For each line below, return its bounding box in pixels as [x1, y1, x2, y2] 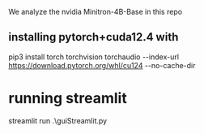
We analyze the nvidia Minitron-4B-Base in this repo [8, 7, 183, 16]
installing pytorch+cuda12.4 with [8, 30, 179, 44]
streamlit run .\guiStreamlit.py [8, 115, 108, 125]
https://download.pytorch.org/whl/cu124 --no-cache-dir [8, 60, 196, 70]
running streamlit [8, 89, 127, 107]
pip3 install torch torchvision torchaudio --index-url [8, 52, 180, 62]
